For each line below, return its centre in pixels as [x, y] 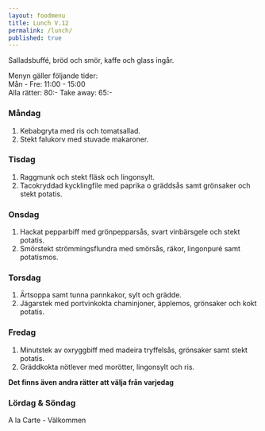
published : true [35, 38]
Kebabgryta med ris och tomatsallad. [80, 130]
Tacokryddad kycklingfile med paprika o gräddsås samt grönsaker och [135, 185]
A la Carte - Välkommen [47, 420]
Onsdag [24, 214]
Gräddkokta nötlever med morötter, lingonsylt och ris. [107, 367]
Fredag [22, 332]
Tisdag [22, 160]
